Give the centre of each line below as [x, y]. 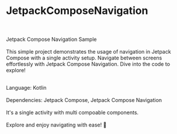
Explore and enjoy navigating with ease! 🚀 [56, 125]
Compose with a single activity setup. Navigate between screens [84, 58]
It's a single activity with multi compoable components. [72, 112]
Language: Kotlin [26, 87]
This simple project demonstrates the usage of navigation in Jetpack [88, 51]
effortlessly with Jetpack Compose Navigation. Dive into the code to [88, 64]
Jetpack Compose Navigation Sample [51, 39]
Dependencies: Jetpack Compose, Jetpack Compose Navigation [84, 100]
